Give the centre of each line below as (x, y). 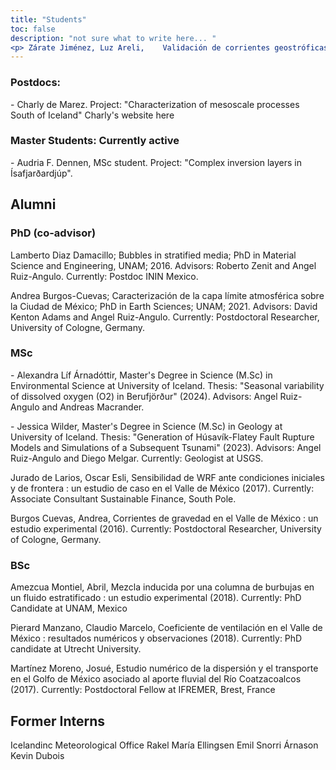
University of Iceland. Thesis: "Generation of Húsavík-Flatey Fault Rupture (162, 437)
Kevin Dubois (37, 755)
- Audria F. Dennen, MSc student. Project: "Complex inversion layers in (156, 162)
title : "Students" (48, 19)
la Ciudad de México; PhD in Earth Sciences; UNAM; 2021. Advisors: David (164, 306)
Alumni (33, 204)
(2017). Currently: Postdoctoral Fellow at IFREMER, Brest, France (143, 690)
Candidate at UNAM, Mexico (69, 608)
